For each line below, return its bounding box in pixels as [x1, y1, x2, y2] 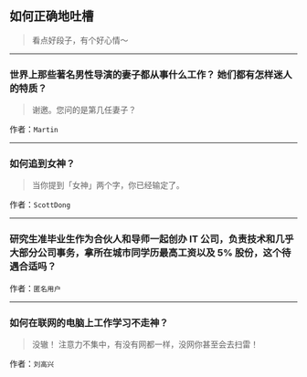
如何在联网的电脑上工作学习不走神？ [9, 316, 169, 329]
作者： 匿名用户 [9, 282, 61, 294]
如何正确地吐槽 [9, 8, 94, 25]
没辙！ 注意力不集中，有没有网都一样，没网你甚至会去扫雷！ [31, 339, 259, 350]
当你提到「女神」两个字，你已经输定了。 [31, 180, 185, 191]
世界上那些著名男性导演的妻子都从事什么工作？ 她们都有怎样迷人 [9, 68, 292, 80]
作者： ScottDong [9, 199, 71, 210]
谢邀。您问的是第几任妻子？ [31, 104, 137, 116]
